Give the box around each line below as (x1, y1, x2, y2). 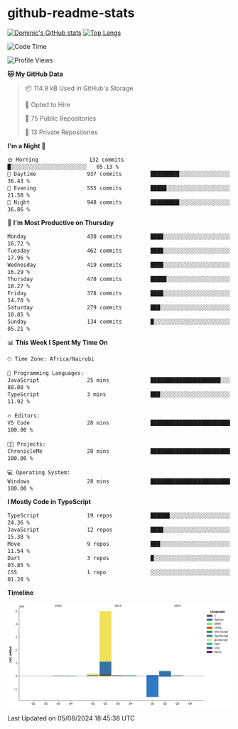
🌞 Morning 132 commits (7, 156, 124, 163)
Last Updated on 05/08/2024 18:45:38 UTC (7, 714, 135, 723)
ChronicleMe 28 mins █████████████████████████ (7, 447, 231, 455)
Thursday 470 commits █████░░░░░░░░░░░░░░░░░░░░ (7, 275, 231, 283)
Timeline (7, 588, 34, 597)
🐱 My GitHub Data (7, 70, 64, 78)
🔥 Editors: (7, 412, 40, 420)
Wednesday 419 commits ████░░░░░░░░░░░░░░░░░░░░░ (7, 261, 231, 268)
